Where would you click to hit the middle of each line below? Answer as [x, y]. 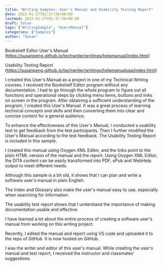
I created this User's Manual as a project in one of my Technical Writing [77, 80]
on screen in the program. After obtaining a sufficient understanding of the [80, 100]
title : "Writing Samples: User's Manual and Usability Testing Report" [79, 9]
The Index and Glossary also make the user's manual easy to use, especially [81, 190]
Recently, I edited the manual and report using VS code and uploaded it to [79, 233]
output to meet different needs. [36, 165]
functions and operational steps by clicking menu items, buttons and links [79, 95]
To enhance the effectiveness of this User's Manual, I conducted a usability [81, 125]
